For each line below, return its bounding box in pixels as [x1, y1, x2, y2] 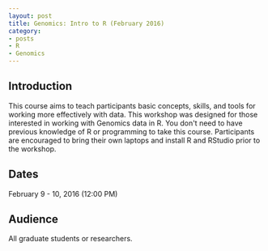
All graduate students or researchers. [8, 234, 133, 244]
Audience [8, 212, 59, 227]
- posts [8, 34, 35, 43]
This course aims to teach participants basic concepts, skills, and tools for [8, 100, 257, 110]
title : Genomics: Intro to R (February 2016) [8, 19, 164, 28]
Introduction [8, 79, 73, 93]
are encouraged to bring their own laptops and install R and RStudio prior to [8, 135, 261, 145]
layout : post [8, 11, 53, 20]
